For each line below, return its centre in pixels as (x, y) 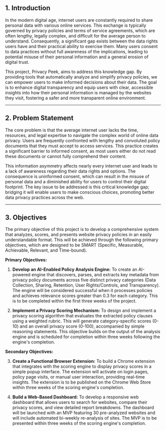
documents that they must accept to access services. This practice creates (82, 146)
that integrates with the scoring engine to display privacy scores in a (82, 366)
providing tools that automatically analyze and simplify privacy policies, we (81, 77)
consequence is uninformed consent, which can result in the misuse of (77, 176)
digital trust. (17, 62)
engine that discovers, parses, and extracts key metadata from (95, 275)
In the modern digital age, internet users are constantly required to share (79, 20)
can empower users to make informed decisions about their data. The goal (81, 82)
